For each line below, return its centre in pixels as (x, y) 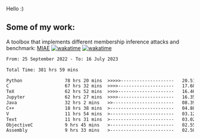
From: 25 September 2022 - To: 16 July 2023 (62, 59)
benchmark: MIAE (28, 48)
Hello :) (15, 9)
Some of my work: (41, 27)
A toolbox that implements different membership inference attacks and (93, 42)
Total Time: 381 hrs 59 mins (42, 70)
